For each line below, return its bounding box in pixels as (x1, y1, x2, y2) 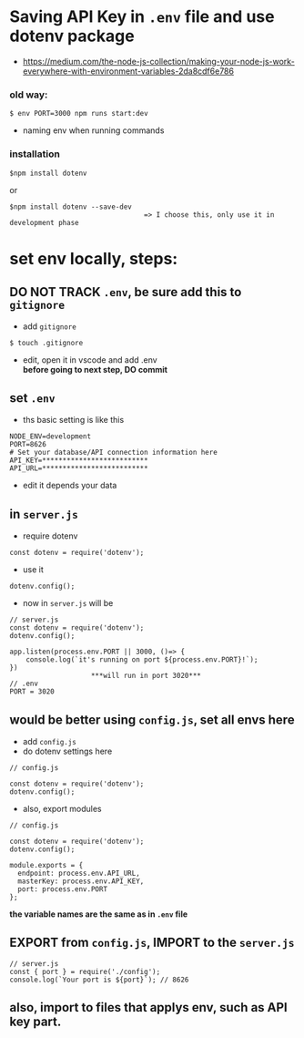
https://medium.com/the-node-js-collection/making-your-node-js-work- (22, 56, 296, 67)
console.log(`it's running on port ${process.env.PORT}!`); (25, 655, 258, 664)
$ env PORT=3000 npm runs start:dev (9, 109, 148, 118)
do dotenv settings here (22, 745, 113, 756)
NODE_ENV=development (9, 432, 92, 441)
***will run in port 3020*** (90, 672, 202, 681)
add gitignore (22, 321, 77, 332)
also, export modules (22, 803, 102, 814)
